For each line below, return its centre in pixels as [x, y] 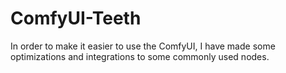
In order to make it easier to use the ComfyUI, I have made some [143, 46]
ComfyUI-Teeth [76, 18]
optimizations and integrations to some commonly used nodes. [140, 56]
